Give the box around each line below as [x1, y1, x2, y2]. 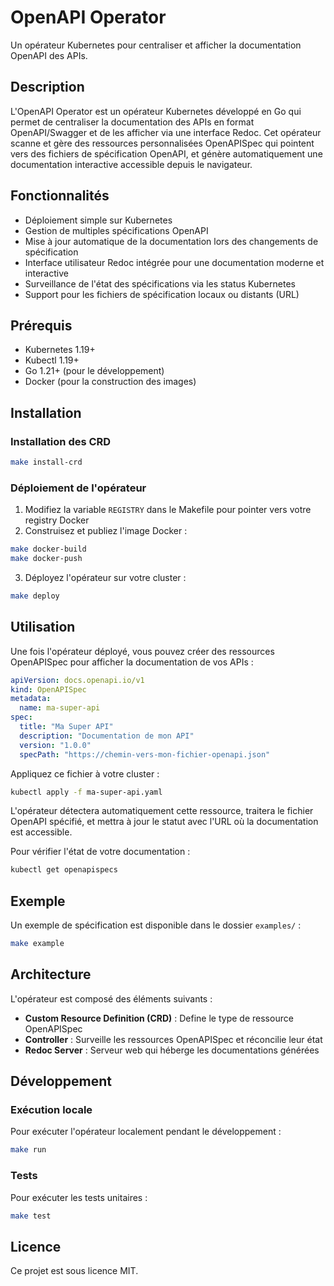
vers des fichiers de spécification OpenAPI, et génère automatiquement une [10, 147, 323, 160]
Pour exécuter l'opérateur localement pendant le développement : [10, 1126, 282, 1138]
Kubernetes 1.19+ [24, 344, 96, 356]
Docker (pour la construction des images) [24, 376, 197, 388]
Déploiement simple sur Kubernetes [24, 214, 173, 226]
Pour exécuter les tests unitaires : [10, 1191, 148, 1203]
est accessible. [10, 826, 73, 838]
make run [10, 1145, 47, 1155]
